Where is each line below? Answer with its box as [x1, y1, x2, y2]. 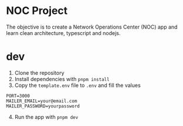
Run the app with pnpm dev [14, 113, 79, 120]
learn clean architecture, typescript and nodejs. [6, 29, 121, 36]
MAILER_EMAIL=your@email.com [6, 98, 77, 104]
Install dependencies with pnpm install [14, 75, 110, 82]
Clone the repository [14, 69, 65, 76]
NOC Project [6, 4, 68, 17]
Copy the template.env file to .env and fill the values [14, 82, 141, 89]
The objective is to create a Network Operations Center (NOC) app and [6, 23, 178, 30]
